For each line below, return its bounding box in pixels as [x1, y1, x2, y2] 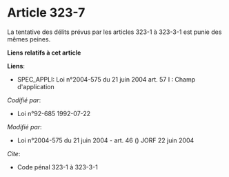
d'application [17, 82, 54, 91]
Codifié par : [7, 95, 41, 104]
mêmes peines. [7, 35, 51, 43]
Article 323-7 [7, 5, 86, 21]
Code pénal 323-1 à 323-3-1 [17, 162, 98, 171]
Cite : [7, 149, 21, 158]
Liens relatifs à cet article [7, 48, 81, 57]
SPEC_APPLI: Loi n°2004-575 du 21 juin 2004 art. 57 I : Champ [17, 75, 196, 84]
